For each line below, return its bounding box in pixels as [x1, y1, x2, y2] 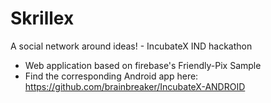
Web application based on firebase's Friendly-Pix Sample [24, 59, 262, 71]
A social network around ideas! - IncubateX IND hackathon [10, 40, 253, 52]
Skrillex [10, 7, 75, 30]
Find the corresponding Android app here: [24, 70, 199, 82]
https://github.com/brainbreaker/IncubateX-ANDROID [24, 80, 246, 92]
